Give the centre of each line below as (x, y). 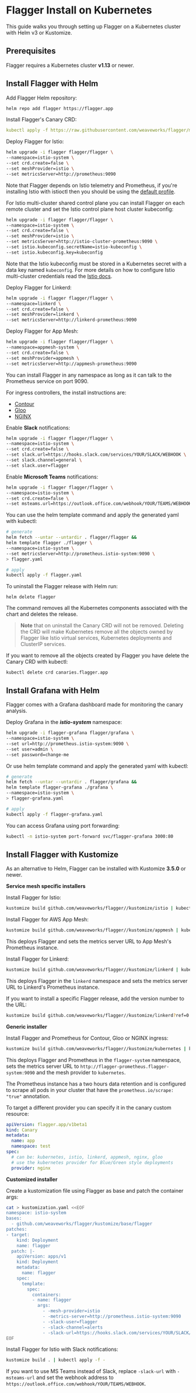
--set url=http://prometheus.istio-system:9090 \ (68, 744)
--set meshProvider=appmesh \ (43, 358)
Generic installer (27, 1026)
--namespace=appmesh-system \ (43, 347)
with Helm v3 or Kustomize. (39, 32)
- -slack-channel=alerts (73, 1327)
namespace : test (31, 1146)
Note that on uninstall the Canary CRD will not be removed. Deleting (102, 626)
